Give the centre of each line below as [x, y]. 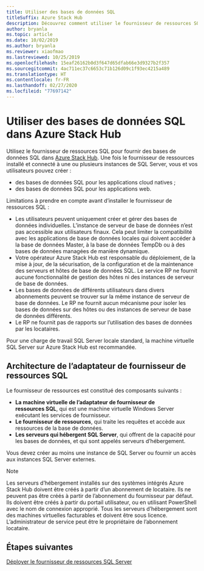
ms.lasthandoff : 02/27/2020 [42, 86]
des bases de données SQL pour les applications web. [83, 189]
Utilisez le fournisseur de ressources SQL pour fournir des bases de [91, 151]
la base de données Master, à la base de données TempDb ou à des [100, 245]
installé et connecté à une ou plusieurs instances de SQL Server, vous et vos [102, 164]
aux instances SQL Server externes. [51, 459]
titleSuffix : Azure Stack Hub [45, 18]
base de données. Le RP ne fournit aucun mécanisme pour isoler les [100, 303]
